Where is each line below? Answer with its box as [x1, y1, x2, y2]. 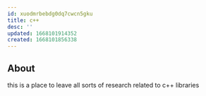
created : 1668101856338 [7, 36, 78, 43]
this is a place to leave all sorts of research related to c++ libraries [7, 81, 200, 89]
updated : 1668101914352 [7, 29, 78, 37]
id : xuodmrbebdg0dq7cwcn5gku [7, 10, 93, 18]
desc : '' [7, 23, 33, 30]
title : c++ [7, 17, 40, 24]
